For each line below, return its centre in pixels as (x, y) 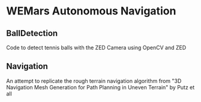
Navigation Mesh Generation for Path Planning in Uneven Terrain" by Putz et (100, 87)
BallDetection (32, 33)
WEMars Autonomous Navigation (91, 11)
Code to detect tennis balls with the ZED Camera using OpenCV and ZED (96, 47)
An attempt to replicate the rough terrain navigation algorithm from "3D (94, 81)
